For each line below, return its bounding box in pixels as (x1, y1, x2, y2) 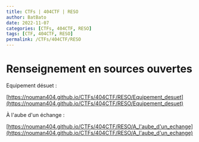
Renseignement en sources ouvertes (6, 62, 192, 76)
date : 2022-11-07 (6, 20, 49, 26)
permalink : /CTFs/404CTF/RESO (6, 36, 82, 42)
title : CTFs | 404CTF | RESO (6, 8, 79, 15)
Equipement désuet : (6, 82, 57, 89)
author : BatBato (6, 14, 46, 20)
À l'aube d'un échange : (6, 111, 65, 118)
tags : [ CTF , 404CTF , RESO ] (6, 31, 73, 37)
